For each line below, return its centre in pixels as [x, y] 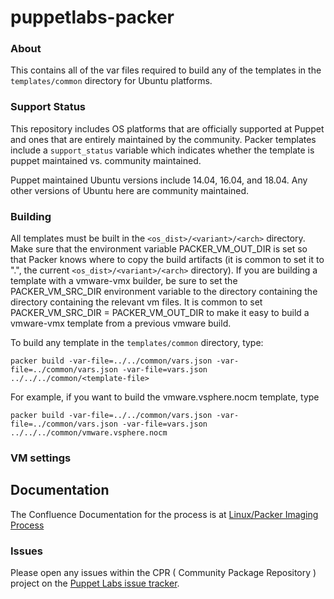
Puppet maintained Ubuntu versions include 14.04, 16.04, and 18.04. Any [159, 180]
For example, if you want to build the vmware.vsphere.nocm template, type [165, 397]
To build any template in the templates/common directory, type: [137, 343]
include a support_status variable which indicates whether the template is [162, 150]
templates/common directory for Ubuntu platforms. [111, 81]
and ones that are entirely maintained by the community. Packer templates [163, 139]
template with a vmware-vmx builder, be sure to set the [124, 281]
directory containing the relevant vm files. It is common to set [136, 302]
